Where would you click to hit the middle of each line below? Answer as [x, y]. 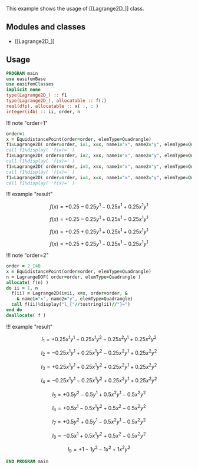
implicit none [24, 90]
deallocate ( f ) [26, 315]
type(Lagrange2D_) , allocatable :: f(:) [57, 101]
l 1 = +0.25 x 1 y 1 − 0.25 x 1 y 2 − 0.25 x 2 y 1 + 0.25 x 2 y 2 [99, 339]
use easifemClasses [30, 84]
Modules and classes [46, 27]
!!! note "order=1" [27, 123]
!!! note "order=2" [27, 255]
